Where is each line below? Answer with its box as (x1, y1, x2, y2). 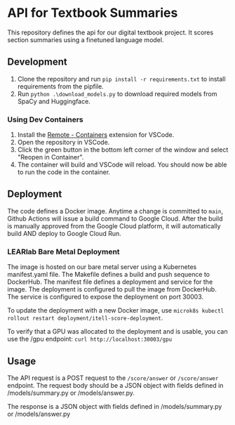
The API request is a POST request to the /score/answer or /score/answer (7, 374, 219, 382)
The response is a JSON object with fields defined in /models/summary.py (7, 402, 222, 410)
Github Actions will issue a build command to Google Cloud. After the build (7, 214, 223, 223)
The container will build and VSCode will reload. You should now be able (17, 160, 227, 169)
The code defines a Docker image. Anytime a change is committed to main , (7, 207, 224, 215)
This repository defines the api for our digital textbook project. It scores (7, 28, 214, 37)
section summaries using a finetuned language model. (7, 35, 164, 44)
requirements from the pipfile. (17, 82, 104, 91)
